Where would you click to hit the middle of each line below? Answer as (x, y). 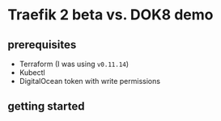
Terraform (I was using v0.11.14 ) (74, 64)
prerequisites (42, 45)
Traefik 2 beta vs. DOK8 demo (110, 15)
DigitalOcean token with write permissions (90, 81)
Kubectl (32, 73)
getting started (46, 106)
